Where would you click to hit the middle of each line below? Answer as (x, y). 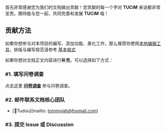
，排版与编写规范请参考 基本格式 (42, 49)
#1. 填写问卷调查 (24, 74)
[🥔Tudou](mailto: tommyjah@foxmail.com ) (55, 111)
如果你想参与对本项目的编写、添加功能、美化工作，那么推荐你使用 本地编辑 (81, 43)
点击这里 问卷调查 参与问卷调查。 (39, 86)
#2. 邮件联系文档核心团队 (35, 100)
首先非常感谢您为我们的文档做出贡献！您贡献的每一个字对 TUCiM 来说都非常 (83, 7)
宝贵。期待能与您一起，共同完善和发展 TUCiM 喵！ (57, 13)
